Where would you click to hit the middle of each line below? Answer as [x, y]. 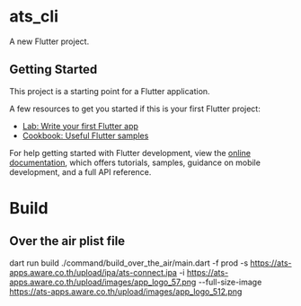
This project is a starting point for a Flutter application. [110, 91]
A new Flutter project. [49, 41]
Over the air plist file [67, 241]
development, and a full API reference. [80, 171]
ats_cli [34, 17]
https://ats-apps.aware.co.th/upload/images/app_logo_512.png [126, 291]
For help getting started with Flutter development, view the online [130, 153]
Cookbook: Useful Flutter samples [85, 136]
